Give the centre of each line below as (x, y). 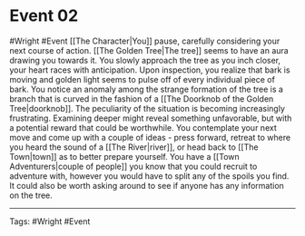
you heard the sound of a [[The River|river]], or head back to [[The (134, 147)
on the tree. (31, 195)
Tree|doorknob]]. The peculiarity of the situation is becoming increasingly (148, 108)
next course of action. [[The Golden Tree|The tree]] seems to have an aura (149, 50)
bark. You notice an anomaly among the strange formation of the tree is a (147, 89)
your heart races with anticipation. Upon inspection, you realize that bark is (150, 70)
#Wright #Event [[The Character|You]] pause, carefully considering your (145, 41)
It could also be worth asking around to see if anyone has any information (147, 185)
